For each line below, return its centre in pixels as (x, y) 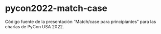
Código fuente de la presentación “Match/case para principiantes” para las (80, 22)
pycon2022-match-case (56, 8)
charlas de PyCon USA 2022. (34, 26)
